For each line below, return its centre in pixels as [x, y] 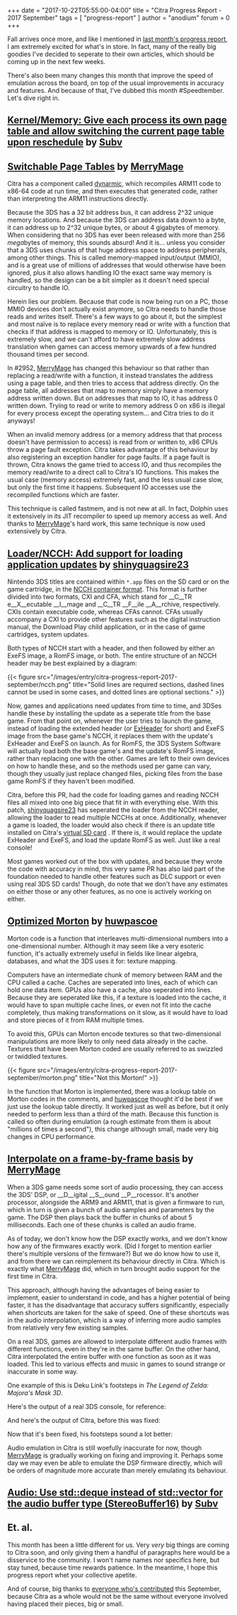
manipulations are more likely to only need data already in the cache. [108, 1041]
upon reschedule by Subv [65, 142]
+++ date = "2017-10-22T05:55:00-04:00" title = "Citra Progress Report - [115, 10]
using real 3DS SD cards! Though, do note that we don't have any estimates [118, 884]
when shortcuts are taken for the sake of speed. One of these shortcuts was [118, 1312]
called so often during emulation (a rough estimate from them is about [109, 1121]
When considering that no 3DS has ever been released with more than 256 [116, 235]
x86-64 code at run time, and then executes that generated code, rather [112, 192]
